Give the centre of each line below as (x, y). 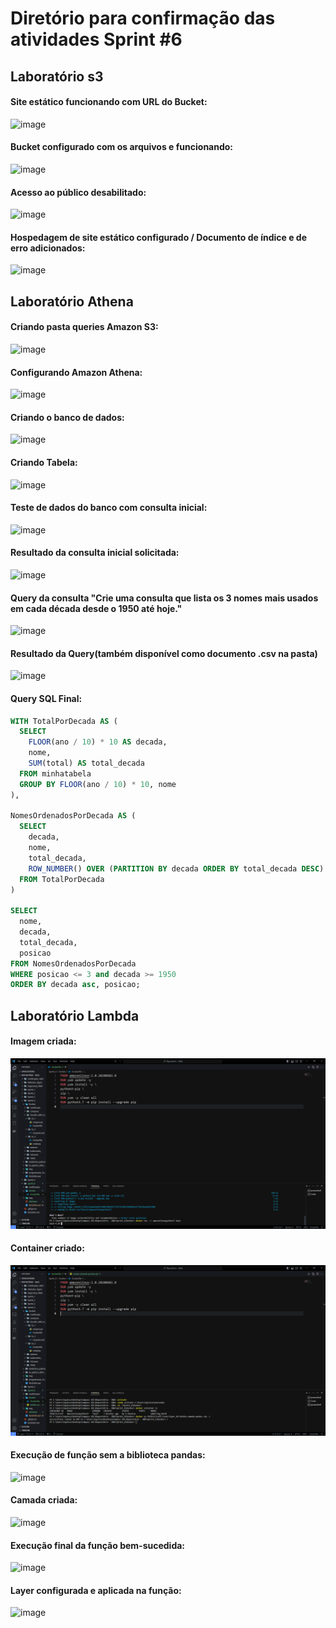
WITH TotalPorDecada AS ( (64, 721)
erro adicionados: (48, 248)
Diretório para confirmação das (143, 18)
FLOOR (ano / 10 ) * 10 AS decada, (98, 742)
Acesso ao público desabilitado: (78, 192)
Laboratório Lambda (75, 1015)
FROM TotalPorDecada (62, 879)
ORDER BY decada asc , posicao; (75, 985)
